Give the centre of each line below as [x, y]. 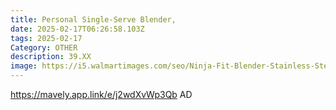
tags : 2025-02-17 [46, 38]
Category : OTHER [44, 47]
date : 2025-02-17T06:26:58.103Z [77, 29]
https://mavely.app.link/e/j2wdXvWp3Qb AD [101, 94]
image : [24, 66]
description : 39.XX [51, 57]
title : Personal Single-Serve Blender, [93, 19]
